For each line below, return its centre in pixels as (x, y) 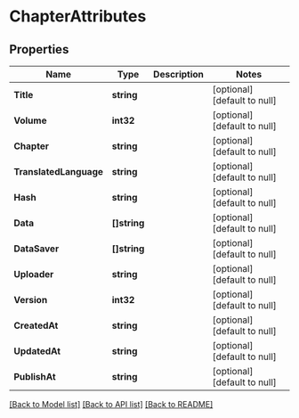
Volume (30, 120)
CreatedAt (36, 325)
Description (178, 74)
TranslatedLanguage (59, 172)
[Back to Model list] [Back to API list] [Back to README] (111, 404)
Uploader (34, 274)
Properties (39, 49)
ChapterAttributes (78, 16)
